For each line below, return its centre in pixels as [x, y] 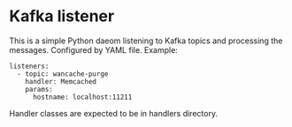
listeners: [29, 66]
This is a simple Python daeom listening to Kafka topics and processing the [146, 41]
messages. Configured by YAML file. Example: [94, 49]
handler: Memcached [61, 81]
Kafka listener [62, 16]
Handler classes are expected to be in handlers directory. [114, 113]
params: [39, 89]
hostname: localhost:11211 [82, 97]
